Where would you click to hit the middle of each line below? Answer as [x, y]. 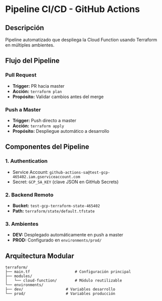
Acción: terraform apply [38, 126]
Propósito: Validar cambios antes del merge [58, 97]
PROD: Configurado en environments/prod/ [57, 240]
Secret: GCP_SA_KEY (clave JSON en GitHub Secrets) [65, 182]
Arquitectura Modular [40, 256]
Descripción [25, 28]
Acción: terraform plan [37, 91]
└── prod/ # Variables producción [60, 294]
